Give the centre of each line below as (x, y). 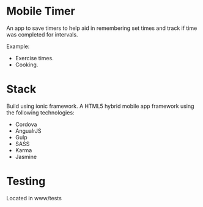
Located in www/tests (34, 198)
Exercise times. (34, 58)
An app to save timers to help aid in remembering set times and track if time (102, 28)
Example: (18, 46)
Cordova (26, 124)
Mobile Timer (41, 11)
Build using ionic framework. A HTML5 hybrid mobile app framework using (100, 106)
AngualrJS (28, 131)
